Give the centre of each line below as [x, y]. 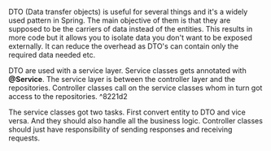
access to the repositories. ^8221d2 [68, 96]
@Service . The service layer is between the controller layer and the [122, 79]
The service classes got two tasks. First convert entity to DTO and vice [127, 112]
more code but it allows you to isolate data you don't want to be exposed [130, 37]
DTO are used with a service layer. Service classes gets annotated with [127, 71]
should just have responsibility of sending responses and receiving [120, 129]
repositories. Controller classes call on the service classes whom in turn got [135, 88]
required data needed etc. [52, 55]
